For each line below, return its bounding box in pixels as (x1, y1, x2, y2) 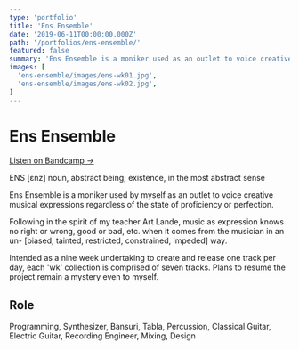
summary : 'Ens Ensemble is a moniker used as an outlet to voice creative (9, 54, 293, 63)
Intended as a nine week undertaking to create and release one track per (9, 253, 276, 264)
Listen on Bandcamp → (9, 155, 95, 166)
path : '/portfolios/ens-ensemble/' (9, 37, 141, 47)
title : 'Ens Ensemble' (9, 21, 93, 30)
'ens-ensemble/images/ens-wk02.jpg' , (17, 79, 158, 88)
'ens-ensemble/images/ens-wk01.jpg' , (17, 71, 158, 80)
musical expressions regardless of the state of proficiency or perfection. (9, 199, 274, 210)
